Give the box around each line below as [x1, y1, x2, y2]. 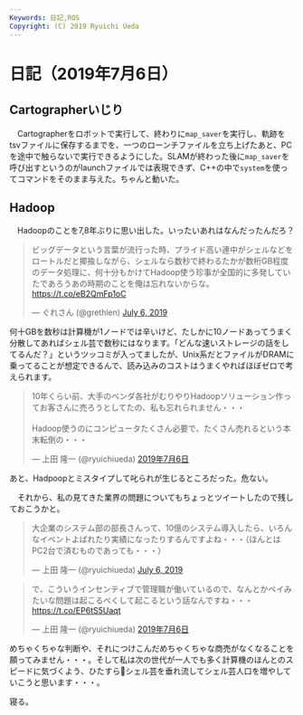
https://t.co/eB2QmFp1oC [31, 289, 127, 300]
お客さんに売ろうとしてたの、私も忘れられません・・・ [39, 402, 246, 413]
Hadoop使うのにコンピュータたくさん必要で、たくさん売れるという [31, 423, 283, 434]
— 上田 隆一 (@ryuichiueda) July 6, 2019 [31, 565, 184, 576]
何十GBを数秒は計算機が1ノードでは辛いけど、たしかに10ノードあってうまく [9, 327, 293, 338]
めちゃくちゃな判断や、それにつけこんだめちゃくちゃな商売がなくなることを [9, 643, 295, 654]
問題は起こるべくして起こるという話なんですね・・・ [55, 595, 253, 606]
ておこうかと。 [9, 503, 65, 514]
